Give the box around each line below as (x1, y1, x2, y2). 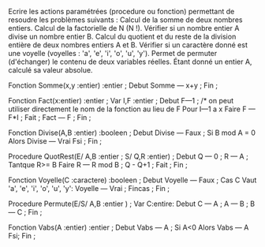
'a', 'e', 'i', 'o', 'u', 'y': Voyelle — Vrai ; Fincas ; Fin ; (8, 184, 170, 193)
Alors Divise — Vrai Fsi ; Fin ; (8, 137, 103, 145)
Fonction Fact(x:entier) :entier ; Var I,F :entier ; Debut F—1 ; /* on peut (8, 96, 234, 105)
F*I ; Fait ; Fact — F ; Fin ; (8, 113, 91, 122)
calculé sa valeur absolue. (8, 65, 93, 74)
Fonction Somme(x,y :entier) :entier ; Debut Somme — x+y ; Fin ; (8, 80, 218, 90)
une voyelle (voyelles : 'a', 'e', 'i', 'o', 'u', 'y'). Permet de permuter (8, 49, 218, 58)
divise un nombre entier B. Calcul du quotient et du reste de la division (8, 32, 237, 41)
